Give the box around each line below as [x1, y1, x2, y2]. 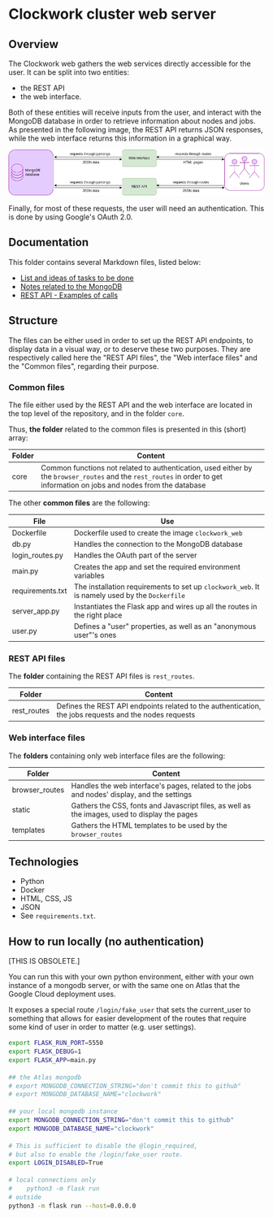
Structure [8, 314, 58, 327]
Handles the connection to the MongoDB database [74, 540, 243, 549]
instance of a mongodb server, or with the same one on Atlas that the [8, 981, 240, 990]
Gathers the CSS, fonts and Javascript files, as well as [71, 800, 251, 810]
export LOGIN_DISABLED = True [8, 1159, 104, 1167]
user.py [11, 626, 38, 635]
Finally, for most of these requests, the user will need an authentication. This [8, 204, 265, 214]
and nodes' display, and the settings [71, 789, 193, 799]
